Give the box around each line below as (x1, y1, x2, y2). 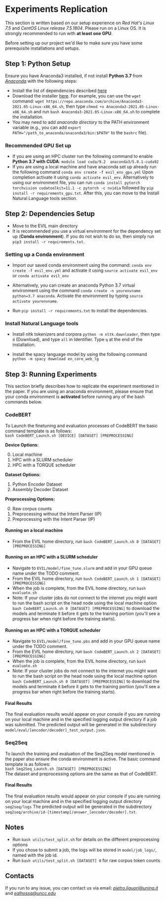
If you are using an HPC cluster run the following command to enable (12, 153, 153, 159)
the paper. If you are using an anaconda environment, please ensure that (5, 389, 153, 395)
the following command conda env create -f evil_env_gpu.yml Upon (12, 169, 154, 175)
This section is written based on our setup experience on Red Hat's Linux (5, 20, 155, 26)
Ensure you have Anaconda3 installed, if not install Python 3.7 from (5, 73, 143, 79)
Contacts (5, 872, 35, 880)
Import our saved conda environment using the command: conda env (12, 262, 152, 268)
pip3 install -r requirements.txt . (12, 239, 85, 245)
